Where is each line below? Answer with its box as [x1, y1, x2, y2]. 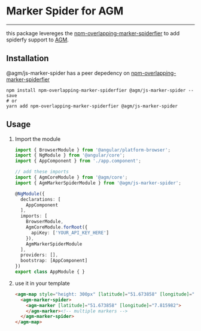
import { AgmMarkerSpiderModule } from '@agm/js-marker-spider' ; [14, 180, 181, 186]
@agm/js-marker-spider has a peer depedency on [6, 69, 130, 76]
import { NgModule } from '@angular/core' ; [14, 152, 126, 158]
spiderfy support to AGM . [6, 36, 69, 43]
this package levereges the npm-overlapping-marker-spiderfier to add [6, 29, 180, 37]
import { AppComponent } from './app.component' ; [14, 158, 142, 164]
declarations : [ [20, 196, 61, 202]
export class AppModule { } [14, 269, 85, 275]
